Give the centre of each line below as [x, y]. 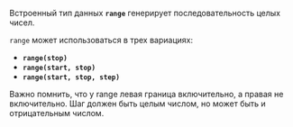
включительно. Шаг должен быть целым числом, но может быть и [137, 104]
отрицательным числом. [57, 113]
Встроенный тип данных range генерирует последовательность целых [145, 13]
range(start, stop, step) [71, 77]
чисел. [22, 23]
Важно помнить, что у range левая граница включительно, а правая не [146, 94]
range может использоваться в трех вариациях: [101, 40]
